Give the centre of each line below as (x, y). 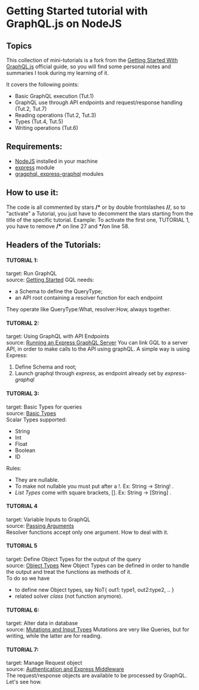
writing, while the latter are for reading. (54, 636)
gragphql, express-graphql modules (59, 174)
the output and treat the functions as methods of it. (69, 572)
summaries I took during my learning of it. (58, 73)
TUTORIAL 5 (22, 546)
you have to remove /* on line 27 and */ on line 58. (68, 226)
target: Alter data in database (42, 623)
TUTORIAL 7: (22, 649)
